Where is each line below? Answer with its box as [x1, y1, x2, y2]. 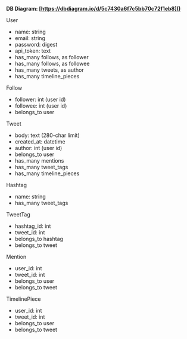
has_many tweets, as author [14, 66, 85, 74]
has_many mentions [14, 157, 64, 164]
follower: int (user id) [14, 96, 66, 103]
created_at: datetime [14, 138, 66, 145]
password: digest [14, 41, 58, 48]
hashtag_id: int [14, 222, 51, 230]
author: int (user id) [14, 145, 63, 151]
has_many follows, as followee [14, 60, 90, 67]
